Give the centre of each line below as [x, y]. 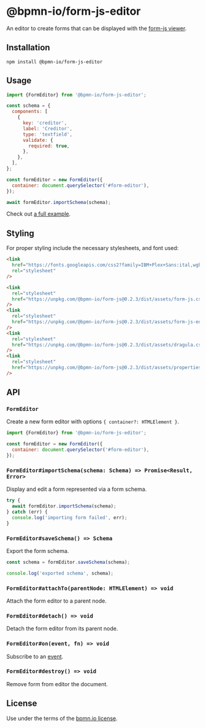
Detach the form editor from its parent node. [62, 628]
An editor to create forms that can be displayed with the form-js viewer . [97, 28]
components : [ [30, 112]
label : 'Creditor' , [47, 128]
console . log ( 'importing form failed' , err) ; [70, 517]
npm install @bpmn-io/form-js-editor [55, 62]
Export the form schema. [38, 550]
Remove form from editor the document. [57, 684]
